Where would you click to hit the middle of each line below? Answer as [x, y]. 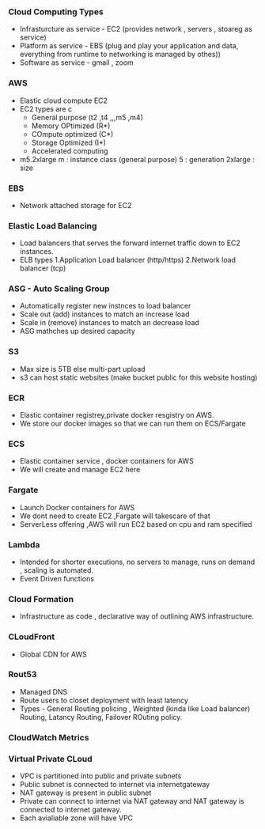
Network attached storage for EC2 [76, 205]
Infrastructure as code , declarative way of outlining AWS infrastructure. [137, 616]
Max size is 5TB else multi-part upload [82, 369]
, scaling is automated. [56, 570]
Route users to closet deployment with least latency [104, 700]
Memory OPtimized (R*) [71, 126]
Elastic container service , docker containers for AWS [106, 461]
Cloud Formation [41, 599]
